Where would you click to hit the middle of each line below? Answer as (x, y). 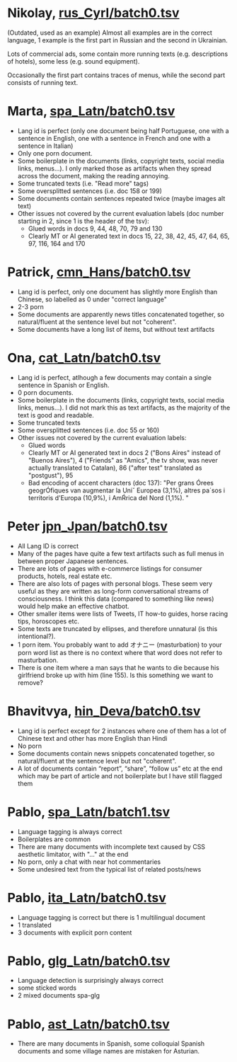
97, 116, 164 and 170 (57, 243)
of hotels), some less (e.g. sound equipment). (74, 61)
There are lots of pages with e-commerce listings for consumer (110, 568)
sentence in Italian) (45, 146)
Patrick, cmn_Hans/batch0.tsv (99, 272)
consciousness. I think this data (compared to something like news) (116, 599)
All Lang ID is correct (48, 546)
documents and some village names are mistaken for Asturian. (109, 1051)
